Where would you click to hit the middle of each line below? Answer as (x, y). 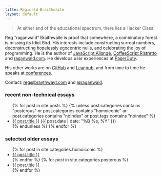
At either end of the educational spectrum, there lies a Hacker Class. (86, 28)
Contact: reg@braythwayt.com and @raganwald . (54, 82)
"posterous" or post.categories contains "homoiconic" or (69, 111)
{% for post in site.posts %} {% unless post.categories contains (76, 105)
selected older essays (32, 138)
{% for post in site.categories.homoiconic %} (58, 150)
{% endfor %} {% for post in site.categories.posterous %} (70, 160)
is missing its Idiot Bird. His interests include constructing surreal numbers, (80, 42)
